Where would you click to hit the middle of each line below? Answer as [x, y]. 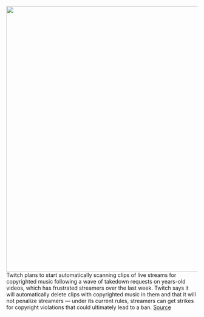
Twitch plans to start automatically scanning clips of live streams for [91, 275]
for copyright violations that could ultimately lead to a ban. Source [89, 307]
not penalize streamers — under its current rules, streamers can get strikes [100, 301]
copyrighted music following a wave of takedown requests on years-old [96, 281]
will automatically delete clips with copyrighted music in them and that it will [101, 294]
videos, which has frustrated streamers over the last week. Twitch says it [97, 288]
